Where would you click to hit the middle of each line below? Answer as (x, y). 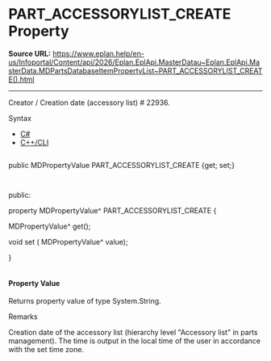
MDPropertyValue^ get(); (50, 226)
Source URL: (29, 53)
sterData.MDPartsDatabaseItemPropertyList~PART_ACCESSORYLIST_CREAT (135, 70)
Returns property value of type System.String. (85, 301)
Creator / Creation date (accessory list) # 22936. (90, 103)
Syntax (20, 118)
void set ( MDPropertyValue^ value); (68, 241)
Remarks (23, 317)
